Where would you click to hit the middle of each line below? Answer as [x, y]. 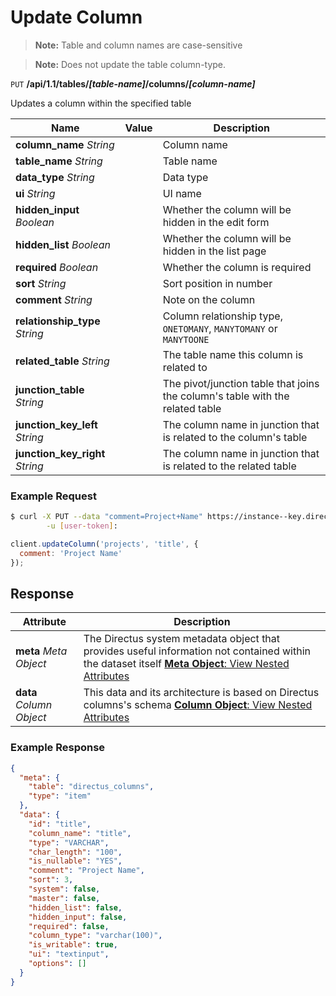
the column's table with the [226, 396]
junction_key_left [56, 424]
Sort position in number [217, 283]
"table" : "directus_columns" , [91, 787]
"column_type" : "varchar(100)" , [95, 936]
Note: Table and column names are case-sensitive [138, 45]
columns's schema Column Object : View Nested [198, 705]
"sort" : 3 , [51, 880]
